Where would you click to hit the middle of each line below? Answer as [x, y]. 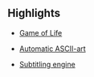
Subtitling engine [47, 64]
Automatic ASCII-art [52, 49]
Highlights [34, 13]
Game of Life [41, 32]
